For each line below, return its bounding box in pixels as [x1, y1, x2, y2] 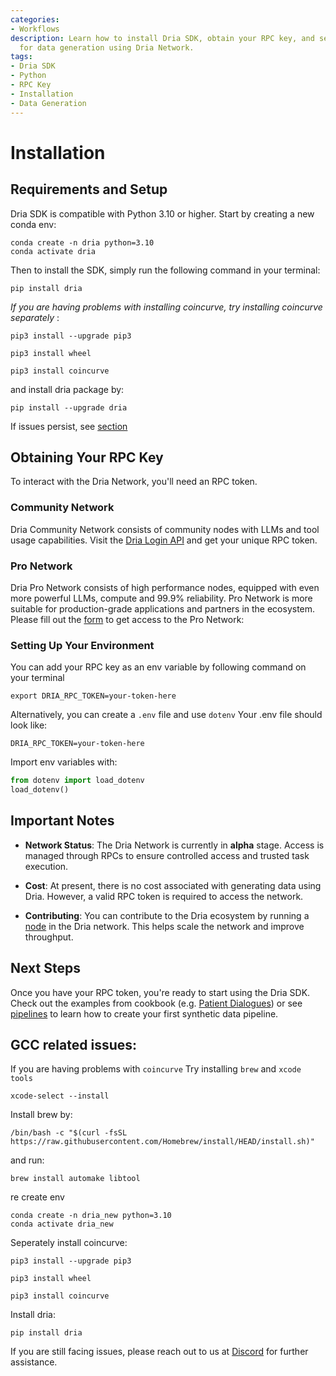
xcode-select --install [10, 1091, 110, 1101]
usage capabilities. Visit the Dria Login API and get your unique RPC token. [10, 534, 318, 546]
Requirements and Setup [10, 181, 168, 198]
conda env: [10, 218, 57, 230]
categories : [10, 14, 60, 25]
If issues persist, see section [10, 420, 128, 432]
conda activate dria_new [10, 1219, 114, 1230]
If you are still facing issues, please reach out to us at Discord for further [10, 1346, 309, 1358]
